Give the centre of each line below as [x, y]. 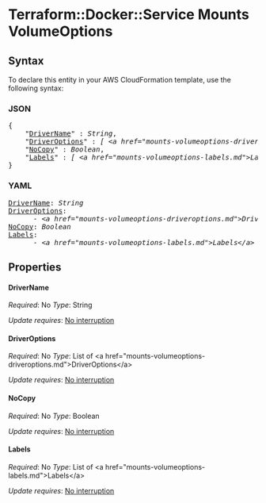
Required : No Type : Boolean [54, 416]
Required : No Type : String [50, 305]
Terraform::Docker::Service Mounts [129, 15]
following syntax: [36, 88]
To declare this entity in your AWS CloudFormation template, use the [120, 80]
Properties [35, 267]
